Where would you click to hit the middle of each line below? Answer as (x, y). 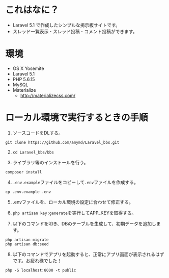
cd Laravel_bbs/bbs (33, 152)
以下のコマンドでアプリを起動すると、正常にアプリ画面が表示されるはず (88, 254)
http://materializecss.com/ (48, 95)
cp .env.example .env (28, 192)
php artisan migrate (27, 240)
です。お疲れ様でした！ (37, 261)
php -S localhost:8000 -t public (41, 270)
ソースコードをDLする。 (38, 133)
